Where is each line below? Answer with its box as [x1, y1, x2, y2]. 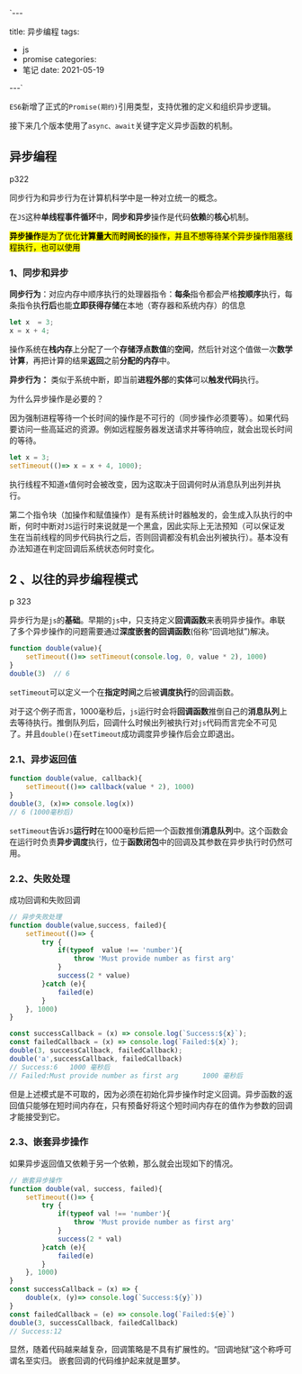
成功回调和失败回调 [9, 894, 81, 905]
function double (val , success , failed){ [9, 1184, 164, 1193]
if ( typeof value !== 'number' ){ [57, 946, 182, 955]
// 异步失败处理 [9, 912, 62, 922]
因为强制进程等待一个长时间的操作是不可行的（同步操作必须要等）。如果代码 [9, 412, 289, 423]
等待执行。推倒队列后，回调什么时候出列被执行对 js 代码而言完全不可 [16, 716, 270, 728]
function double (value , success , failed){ [9, 921, 167, 930]
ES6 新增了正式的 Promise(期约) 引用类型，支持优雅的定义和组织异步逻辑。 [9, 101, 276, 112]
